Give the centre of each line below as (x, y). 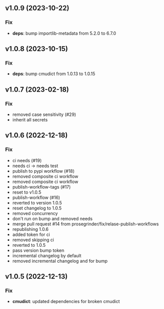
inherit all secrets (30, 120)
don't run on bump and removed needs (52, 218)
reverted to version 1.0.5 (37, 203)
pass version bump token (38, 250)
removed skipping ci (33, 240)
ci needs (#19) (27, 160)
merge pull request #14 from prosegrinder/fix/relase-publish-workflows (85, 224)
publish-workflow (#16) (36, 197)
